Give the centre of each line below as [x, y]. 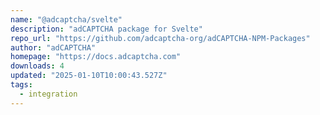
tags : [21, 85]
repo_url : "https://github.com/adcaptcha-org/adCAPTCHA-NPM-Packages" [160, 38]
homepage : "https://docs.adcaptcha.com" [96, 57]
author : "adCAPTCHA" [53, 47]
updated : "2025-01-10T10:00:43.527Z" [89, 76]
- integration [48, 94]
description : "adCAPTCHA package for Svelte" [106, 29]
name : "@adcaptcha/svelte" [66, 19]
